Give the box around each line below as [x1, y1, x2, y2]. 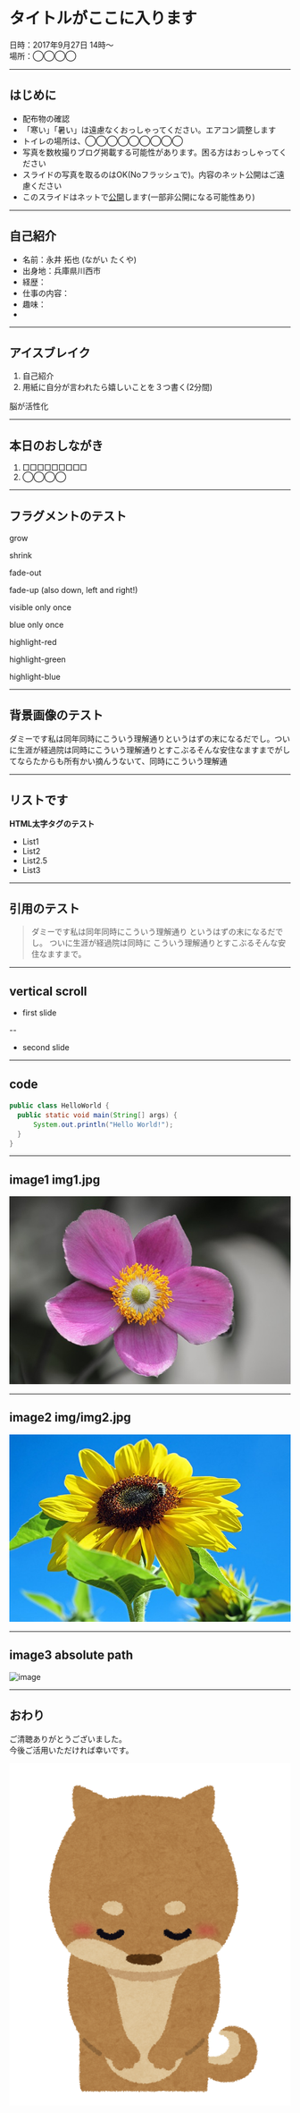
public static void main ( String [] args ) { [17, 1110, 178, 1119]
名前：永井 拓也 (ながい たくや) [21, 254, 137, 265]
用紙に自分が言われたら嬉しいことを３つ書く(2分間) [21, 382, 212, 393]
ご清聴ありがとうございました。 [9, 1733, 127, 1744]
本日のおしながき [9, 437, 104, 453]
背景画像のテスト [9, 708, 104, 723]
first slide [21, 1007, 57, 1018]
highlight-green [9, 654, 67, 665]
